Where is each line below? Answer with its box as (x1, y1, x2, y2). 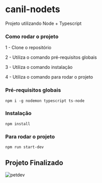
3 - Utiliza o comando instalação (5, 64, 73, 70)
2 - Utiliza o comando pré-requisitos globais (5, 54, 97, 60)
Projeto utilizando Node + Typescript (5, 20, 82, 26)
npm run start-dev (5, 144, 44, 150)
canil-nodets (5, 4, 61, 15)
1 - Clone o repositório (5, 45, 52, 51)
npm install (5, 121, 30, 126)
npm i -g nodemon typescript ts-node (5, 98, 85, 103)
